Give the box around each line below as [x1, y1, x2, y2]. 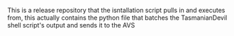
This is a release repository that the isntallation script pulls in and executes [7, 6, 225, 14]
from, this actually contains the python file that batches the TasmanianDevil [7, 13, 228, 22]
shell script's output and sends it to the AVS [7, 21, 135, 29]
